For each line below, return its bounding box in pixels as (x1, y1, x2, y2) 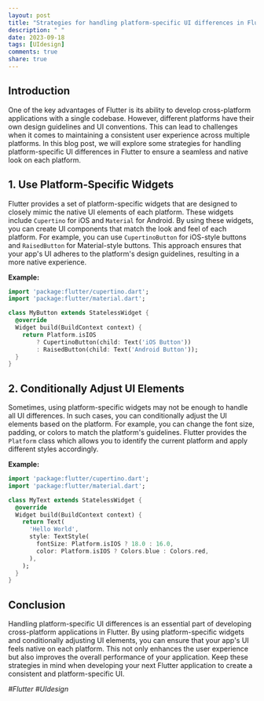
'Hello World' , (28, 525, 79, 534)
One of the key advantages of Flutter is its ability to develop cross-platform (8, 105, 251, 115)
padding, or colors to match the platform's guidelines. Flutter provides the (8, 428, 247, 437)
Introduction (8, 84, 71, 98)
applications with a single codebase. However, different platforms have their (8, 113, 255, 122)
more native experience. (8, 257, 87, 267)
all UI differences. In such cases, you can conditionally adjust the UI (8, 411, 228, 421)
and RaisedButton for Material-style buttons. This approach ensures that (8, 240, 242, 250)
